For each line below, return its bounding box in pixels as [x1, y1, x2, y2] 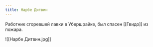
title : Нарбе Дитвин [5, 7, 48, 12]
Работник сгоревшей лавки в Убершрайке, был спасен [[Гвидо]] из [5, 21, 149, 27]
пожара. [5, 26, 23, 32]
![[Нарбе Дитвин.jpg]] [5, 36, 51, 42]
